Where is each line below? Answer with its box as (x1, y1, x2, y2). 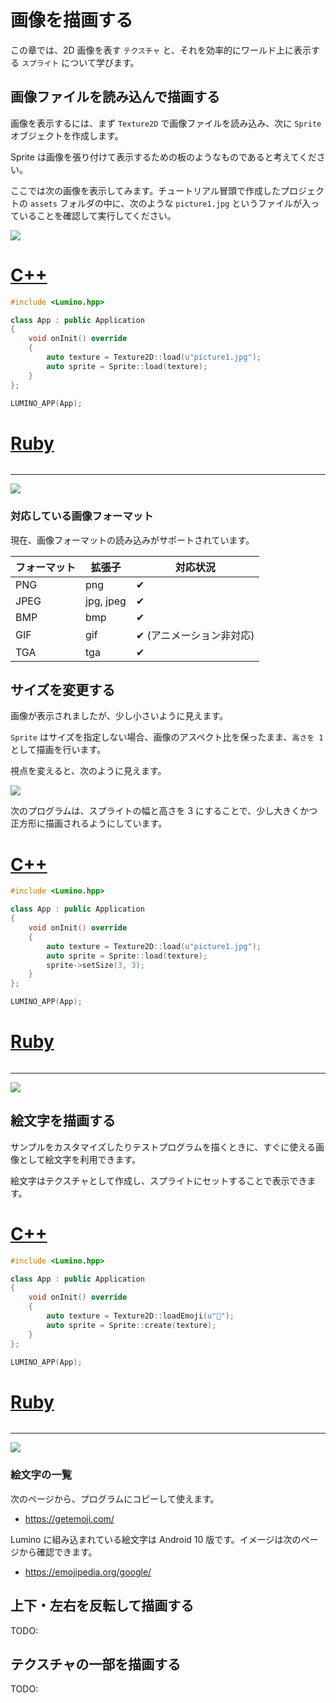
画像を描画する (10, 9, 134, 32)
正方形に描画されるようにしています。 (10, 817, 168, 830)
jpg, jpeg (85, 594, 127, 608)
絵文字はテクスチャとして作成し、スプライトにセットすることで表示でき (10, 1174, 308, 1186)
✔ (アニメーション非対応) (135, 628, 255, 642)
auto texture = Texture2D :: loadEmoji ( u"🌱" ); (46, 1311, 235, 1321)
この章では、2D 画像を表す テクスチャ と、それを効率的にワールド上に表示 (10, 44, 312, 56)
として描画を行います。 (10, 744, 107, 756)
